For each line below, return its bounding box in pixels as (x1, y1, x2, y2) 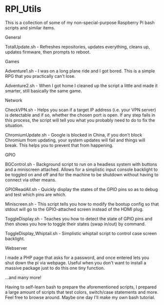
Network (5, 97, 23, 103)
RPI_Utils (5, 3, 41, 15)
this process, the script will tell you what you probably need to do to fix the (5, 117, 155, 123)
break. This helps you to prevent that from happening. (5, 142, 114, 148)
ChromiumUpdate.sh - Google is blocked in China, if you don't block (5, 132, 143, 138)
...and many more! (5, 274, 41, 280)
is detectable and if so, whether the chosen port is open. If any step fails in (5, 112, 155, 118)
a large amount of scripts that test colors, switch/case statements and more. (5, 289, 159, 295)
